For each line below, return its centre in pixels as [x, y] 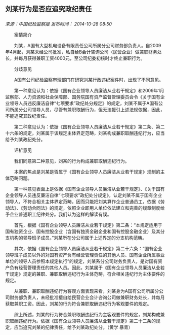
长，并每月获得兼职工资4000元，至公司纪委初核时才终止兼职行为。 [75, 58]
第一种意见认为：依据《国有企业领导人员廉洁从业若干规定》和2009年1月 [89, 91]
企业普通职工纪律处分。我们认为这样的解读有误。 [60, 214]
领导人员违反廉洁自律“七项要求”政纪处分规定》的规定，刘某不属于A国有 [84, 104]
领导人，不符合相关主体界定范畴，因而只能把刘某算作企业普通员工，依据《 [83, 202]
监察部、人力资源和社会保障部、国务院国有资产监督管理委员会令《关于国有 [83, 97]
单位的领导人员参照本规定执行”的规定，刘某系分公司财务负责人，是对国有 [82, 261]
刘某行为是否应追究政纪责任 [49, 9]
